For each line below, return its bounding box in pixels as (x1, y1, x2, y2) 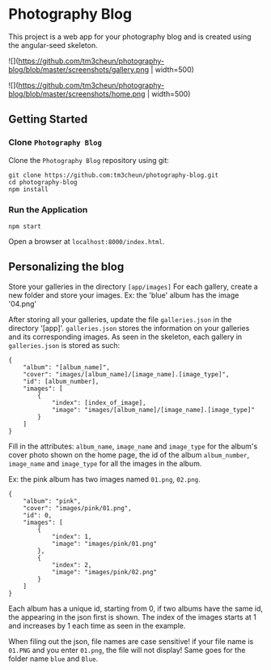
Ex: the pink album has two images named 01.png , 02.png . (8, 474, 201, 483)
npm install (8, 185, 49, 193)
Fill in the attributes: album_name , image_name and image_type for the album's (8, 441, 258, 451)
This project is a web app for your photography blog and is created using (8, 32, 252, 41)
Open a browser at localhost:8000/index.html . (8, 236, 165, 246)
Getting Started (8, 113, 88, 127)
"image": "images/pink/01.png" (51, 539, 158, 548)
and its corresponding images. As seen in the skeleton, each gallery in (8, 332, 243, 341)
